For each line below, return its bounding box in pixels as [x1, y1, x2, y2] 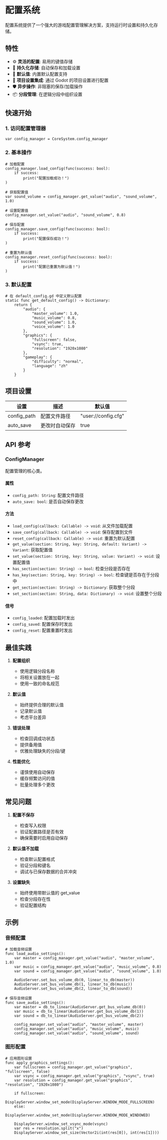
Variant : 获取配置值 [12, 547, 53, 553]
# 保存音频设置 [5, 996, 32, 1001]
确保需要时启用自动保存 [19, 835, 68, 841]
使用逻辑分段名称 [19, 668, 55, 674]
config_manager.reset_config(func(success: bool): [5, 254, 113, 259]
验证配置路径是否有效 [19, 829, 64, 835]
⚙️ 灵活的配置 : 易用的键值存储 [12, 58, 73, 64]
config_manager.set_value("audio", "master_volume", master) [14, 1022, 144, 1027]
